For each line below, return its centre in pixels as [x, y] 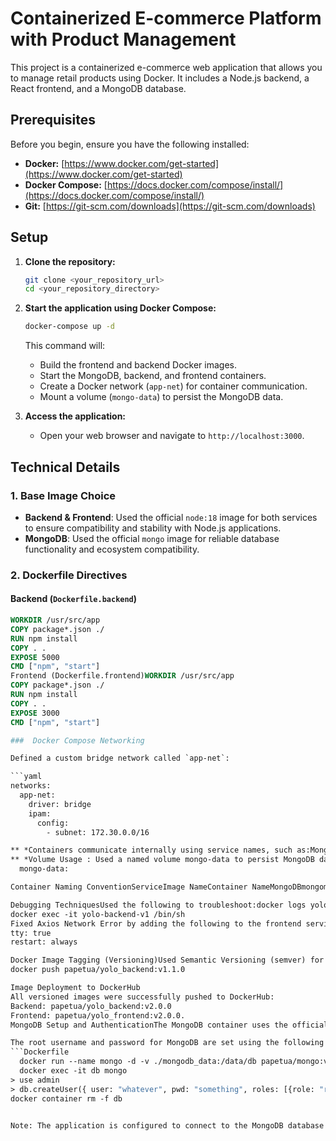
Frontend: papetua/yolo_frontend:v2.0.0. [98, 1015]
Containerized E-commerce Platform [166, 18]
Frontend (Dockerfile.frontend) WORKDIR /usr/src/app [122, 676]
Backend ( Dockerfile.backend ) [74, 599]
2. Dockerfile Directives [69, 575]
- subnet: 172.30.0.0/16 [98, 832]
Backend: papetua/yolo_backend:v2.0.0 [91, 1006]
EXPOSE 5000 [35, 657]
